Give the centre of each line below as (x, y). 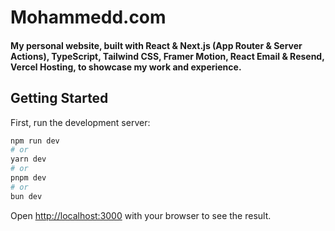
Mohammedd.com (88, 17)
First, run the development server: (80, 122)
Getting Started (59, 98)
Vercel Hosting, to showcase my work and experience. (126, 67)
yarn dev (28, 159)
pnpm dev (28, 178)
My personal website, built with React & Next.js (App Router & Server (156, 45)
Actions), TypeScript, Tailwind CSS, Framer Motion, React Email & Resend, (167, 56)
